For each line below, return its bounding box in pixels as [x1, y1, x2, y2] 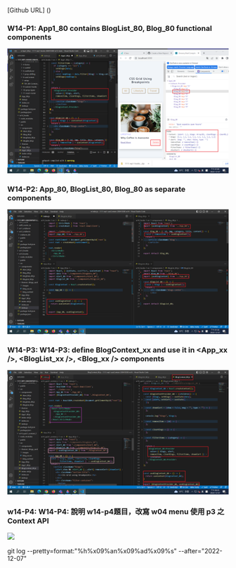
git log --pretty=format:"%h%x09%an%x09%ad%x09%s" [7, 546, 177, 555]
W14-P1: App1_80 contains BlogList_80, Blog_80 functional [7, 23, 212, 33]
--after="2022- [178, 546, 223, 555]
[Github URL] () [7, 6, 51, 14]
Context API [7, 516, 49, 526]
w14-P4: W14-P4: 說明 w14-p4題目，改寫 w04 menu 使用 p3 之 [7, 507, 225, 517]
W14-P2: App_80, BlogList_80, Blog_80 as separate [7, 184, 186, 194]
